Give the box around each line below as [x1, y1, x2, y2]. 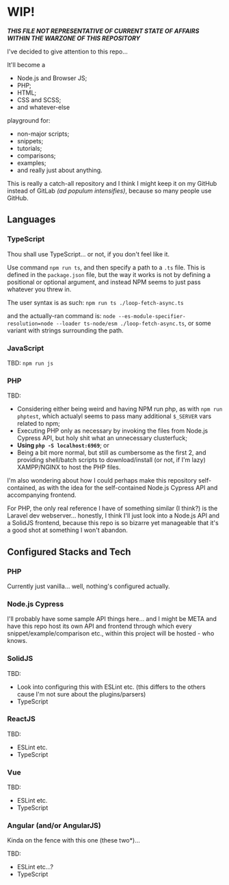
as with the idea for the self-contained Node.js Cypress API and [38, 484, 218, 492]
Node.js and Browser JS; [16, 73, 87, 82]
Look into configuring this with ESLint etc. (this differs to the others [16, 683, 206, 691]
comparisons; [16, 151, 56, 160]
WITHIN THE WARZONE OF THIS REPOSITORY [7, 34, 141, 42]
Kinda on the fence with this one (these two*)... [7, 836, 140, 845]
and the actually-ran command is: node [7, 311, 116, 319]
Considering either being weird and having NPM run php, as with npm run [16, 405, 223, 413]
